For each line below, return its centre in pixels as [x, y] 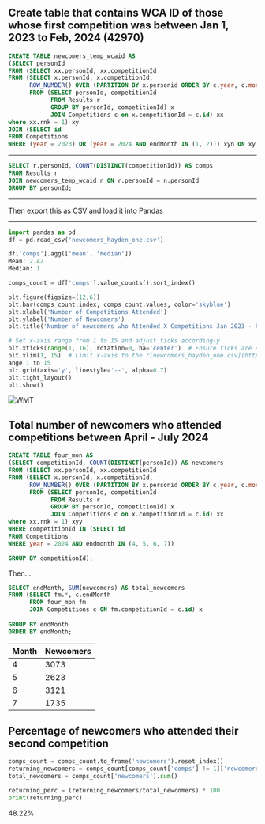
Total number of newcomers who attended [115, 425]
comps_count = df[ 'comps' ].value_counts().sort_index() [102, 283]
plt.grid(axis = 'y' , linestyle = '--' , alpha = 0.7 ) [88, 370]
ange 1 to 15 [30, 363]
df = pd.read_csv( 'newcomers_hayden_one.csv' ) [86, 240]
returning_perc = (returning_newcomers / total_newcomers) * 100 [114, 791]
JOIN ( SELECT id [35, 130]
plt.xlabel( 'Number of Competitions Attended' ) [88, 312]
